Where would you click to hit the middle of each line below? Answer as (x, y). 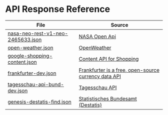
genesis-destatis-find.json (39, 102)
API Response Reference (58, 9)
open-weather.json (30, 47)
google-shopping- (30, 56)
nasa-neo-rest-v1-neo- (38, 33)
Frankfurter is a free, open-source (119, 70)
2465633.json (25, 39)
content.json (22, 62)
